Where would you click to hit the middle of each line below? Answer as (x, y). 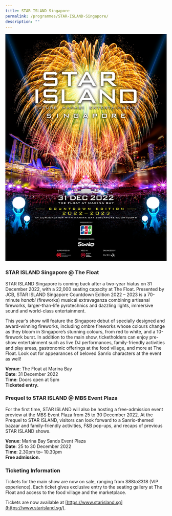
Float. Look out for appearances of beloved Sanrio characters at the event (83, 353)
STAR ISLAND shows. (28, 431)
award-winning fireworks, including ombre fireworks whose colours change (85, 326)
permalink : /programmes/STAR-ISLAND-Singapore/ (57, 16)
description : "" (23, 21)
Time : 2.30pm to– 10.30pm (34, 452)
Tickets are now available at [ (36, 502)
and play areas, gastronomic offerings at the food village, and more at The (83, 348)
